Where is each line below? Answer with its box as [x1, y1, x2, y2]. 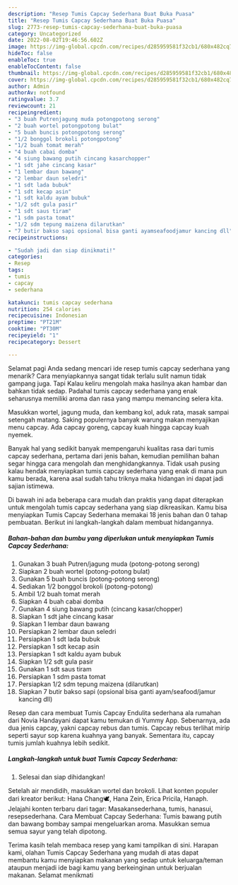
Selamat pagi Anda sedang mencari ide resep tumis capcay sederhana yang [8, 364, 230, 372]
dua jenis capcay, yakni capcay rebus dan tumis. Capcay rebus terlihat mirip [8, 723, 230, 732]
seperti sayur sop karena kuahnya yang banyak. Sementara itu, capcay [8, 731, 215, 739]
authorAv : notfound [8, 89, 66, 96]
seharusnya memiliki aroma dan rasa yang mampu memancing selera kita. [8, 394, 223, 403]
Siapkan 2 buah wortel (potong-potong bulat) [18, 567, 150, 575]
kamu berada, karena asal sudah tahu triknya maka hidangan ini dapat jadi [8, 474, 224, 482]
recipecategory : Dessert [8, 338, 81, 345]
